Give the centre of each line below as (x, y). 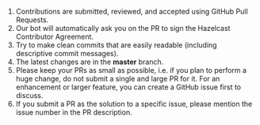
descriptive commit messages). (67, 53)
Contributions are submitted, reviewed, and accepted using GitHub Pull (132, 11)
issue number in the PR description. (74, 112)
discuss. (29, 95)
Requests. (32, 20)
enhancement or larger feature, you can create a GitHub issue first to (128, 87)
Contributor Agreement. (54, 36)
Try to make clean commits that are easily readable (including (116, 45)
